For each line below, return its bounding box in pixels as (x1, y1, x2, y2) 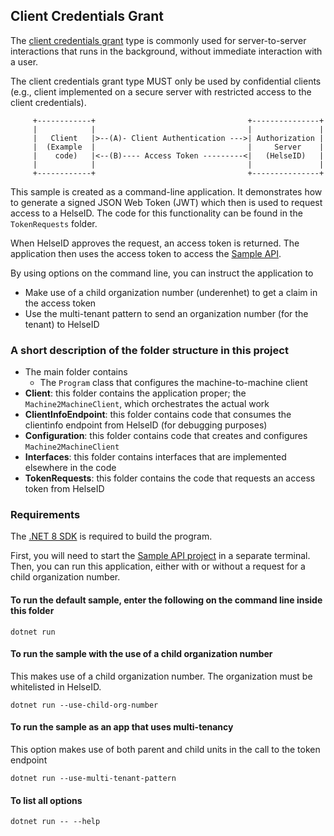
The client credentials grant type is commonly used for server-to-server (10, 34, 307, 46)
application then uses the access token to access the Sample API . (10, 247, 282, 259)
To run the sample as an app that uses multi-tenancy (10, 721, 234, 733)
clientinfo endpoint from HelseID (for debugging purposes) (24, 419, 268, 431)
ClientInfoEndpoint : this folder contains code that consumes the (24, 409, 292, 421)
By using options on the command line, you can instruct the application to (10, 267, 314, 279)
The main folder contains (24, 366, 128, 378)
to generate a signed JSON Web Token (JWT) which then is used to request (10, 196, 323, 208)
